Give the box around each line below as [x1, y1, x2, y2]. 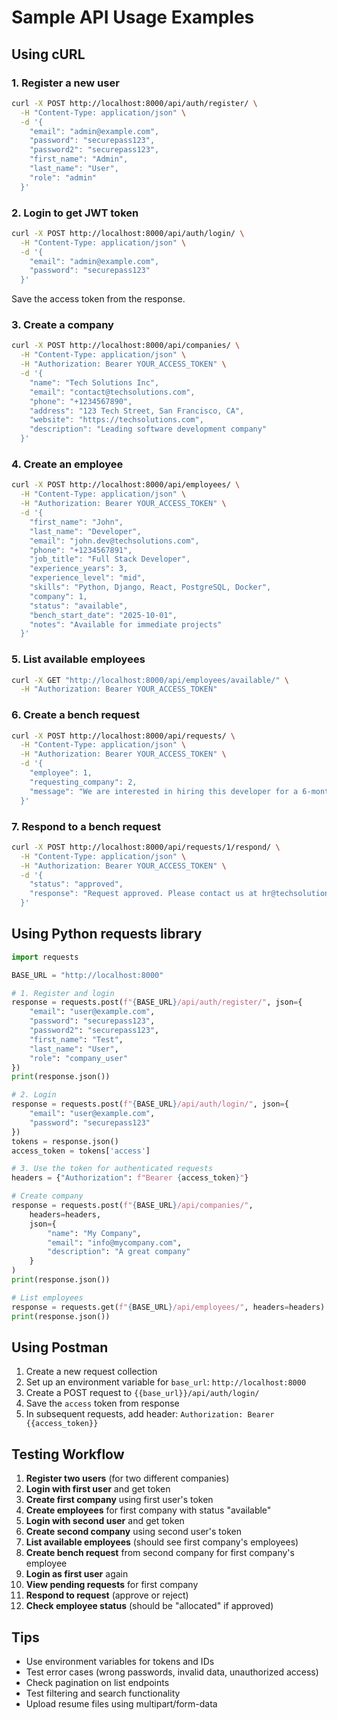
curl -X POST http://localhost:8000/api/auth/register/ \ [11, 98, 258, 108]
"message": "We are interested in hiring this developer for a [29, 786, 299, 796]
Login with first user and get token [25, 1483, 171, 1495]
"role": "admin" [29, 172, 98, 183]
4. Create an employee [11, 457, 124, 471]
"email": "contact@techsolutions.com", [29, 387, 196, 397]
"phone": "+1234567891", [29, 545, 133, 555]
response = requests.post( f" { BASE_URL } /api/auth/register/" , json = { [11, 997, 303, 1008]
